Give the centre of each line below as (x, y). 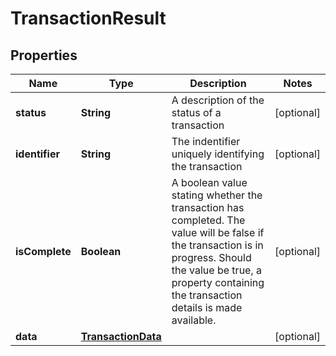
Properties (44, 55)
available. (194, 320)
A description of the (218, 100)
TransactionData (121, 336)
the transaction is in (217, 245)
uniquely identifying (218, 154)
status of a (196, 112)
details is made (207, 307)
